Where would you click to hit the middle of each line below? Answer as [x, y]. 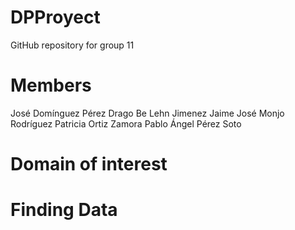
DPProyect [55, 17]
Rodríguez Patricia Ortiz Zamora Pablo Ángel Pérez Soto [126, 123]
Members [51, 85]
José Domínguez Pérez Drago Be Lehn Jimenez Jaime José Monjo [147, 113]
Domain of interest [89, 164]
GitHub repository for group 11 [72, 45]
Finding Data [64, 210]
